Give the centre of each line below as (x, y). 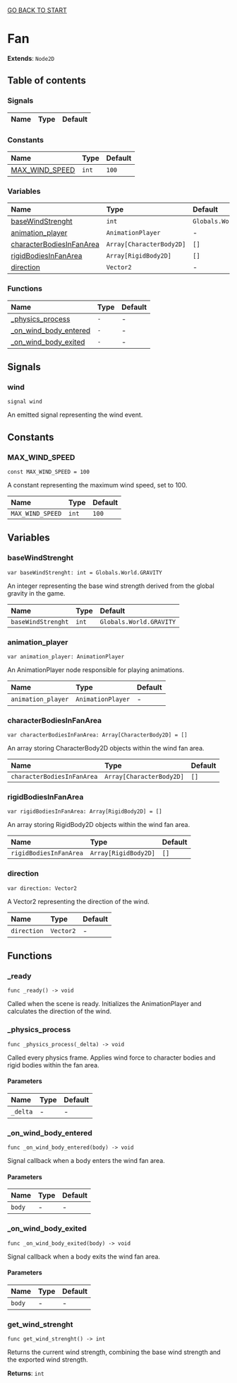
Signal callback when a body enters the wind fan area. (86, 1161)
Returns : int (26, 1373)
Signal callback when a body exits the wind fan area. (84, 1256)
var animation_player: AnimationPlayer (66, 656)
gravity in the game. (36, 593)
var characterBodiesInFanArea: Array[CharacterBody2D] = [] (98, 735)
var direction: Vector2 (42, 888)
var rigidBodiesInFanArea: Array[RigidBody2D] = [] (85, 812)
